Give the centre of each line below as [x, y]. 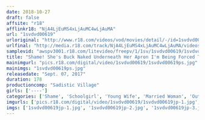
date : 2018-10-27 [28, 12]
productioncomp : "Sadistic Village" [53, 85]
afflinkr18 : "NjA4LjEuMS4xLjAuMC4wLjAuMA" [61, 29]
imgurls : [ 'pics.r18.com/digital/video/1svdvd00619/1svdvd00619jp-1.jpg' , [103, 102]
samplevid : [20, 52]
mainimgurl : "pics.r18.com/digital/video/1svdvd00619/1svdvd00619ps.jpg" [102, 62]
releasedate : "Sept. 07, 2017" [46, 74]
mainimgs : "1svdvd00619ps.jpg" [46, 68]
